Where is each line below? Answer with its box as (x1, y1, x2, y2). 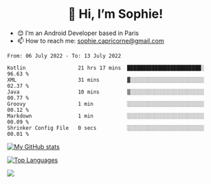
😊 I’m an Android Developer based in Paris (16, 29, 140, 37)
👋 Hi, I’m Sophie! (67, 6, 164, 22)
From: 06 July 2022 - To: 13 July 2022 (7, 52, 122, 59)
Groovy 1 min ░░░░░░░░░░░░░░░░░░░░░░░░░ (7, 100, 205, 107)
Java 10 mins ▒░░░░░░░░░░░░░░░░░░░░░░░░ (7, 89, 205, 95)
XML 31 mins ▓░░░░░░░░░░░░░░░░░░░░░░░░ (7, 76, 205, 83)
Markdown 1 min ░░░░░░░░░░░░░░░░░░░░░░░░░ (7, 113, 205, 119)
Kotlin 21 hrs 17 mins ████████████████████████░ (7, 65, 205, 71)
